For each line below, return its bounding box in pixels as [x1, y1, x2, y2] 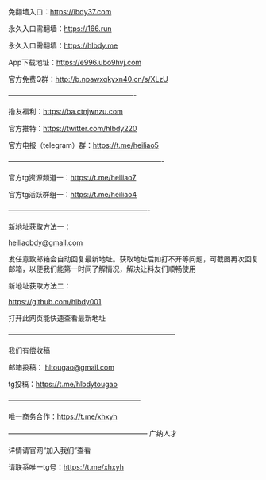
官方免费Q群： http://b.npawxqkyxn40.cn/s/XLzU [8, 75, 169, 83]
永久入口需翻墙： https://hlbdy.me [8, 41, 118, 50]
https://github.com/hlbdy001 [8, 297, 102, 306]
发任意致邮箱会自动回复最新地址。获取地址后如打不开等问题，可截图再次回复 [8, 254, 259, 264]
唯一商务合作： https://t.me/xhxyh [8, 412, 118, 421]
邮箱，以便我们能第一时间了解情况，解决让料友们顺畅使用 [8, 265, 196, 273]
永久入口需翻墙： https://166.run [8, 24, 112, 33]
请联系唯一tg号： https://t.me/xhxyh [8, 463, 125, 471]
